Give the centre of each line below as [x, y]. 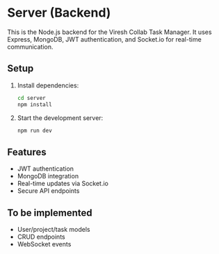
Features [27, 152]
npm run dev [34, 130]
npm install [34, 104]
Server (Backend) [59, 13]
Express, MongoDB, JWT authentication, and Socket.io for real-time [104, 39]
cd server [32, 98]
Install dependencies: [48, 85]
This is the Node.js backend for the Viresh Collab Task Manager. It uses [109, 32]
